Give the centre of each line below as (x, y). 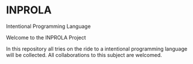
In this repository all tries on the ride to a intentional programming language (97, 49)
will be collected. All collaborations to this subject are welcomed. (84, 55)
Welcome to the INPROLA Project (46, 37)
